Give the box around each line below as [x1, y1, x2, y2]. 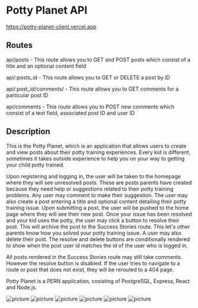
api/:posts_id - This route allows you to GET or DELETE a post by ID [6, 73, 170, 81]
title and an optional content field [6, 62, 87, 69]
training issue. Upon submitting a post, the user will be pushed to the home [6, 204, 189, 211]
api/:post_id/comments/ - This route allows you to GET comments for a [6, 85, 179, 92]
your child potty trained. [6, 161, 65, 168]
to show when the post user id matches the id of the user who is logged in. [6, 242, 188, 249]
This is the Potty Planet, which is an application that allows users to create [6, 142, 187, 149]
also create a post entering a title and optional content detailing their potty [6, 198, 187, 205]
